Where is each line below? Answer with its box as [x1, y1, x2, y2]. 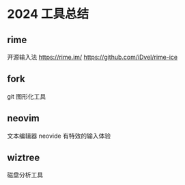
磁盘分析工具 [7, 171, 43, 179]
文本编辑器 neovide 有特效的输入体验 [7, 132, 111, 140]
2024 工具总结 [7, 6, 89, 22]
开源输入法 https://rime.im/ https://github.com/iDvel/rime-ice [7, 53, 178, 61]
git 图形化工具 [7, 92, 46, 100]
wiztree [7, 152, 40, 164]
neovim [7, 112, 40, 124]
